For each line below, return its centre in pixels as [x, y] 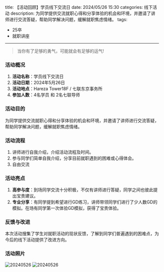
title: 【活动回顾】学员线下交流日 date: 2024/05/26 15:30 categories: [74, 7]
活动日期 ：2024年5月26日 [39, 83]
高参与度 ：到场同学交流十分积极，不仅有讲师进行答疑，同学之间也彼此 [83, 190]
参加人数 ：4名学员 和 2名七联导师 [46, 95]
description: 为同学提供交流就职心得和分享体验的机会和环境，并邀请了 [81, 13]
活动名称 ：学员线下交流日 [38, 76]
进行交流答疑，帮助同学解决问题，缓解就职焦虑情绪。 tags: [68, 19]
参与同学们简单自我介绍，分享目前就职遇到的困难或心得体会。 [74, 158]
